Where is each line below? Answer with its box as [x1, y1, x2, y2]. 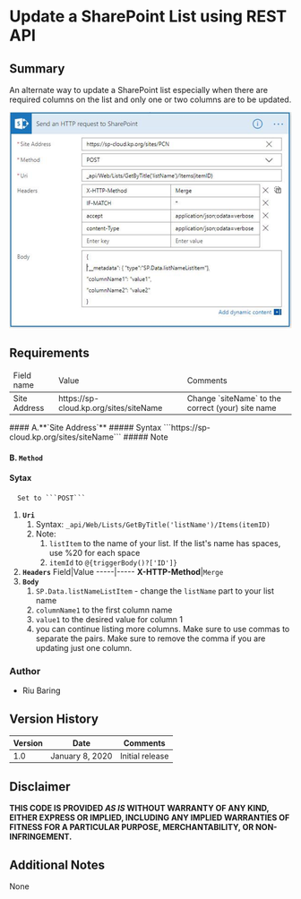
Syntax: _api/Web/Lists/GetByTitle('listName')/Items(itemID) [35, 518, 271, 529]
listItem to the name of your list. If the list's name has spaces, [48, 537, 281, 548]
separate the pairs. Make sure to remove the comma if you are [35, 633, 266, 644]
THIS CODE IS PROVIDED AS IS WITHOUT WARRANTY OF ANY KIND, [9, 803, 270, 814]
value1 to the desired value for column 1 [35, 613, 184, 624]
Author [9, 664, 41, 677]
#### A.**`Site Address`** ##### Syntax [9, 423, 162, 433]
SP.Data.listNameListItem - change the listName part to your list [35, 585, 275, 596]
